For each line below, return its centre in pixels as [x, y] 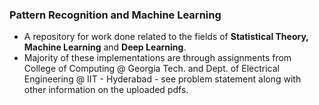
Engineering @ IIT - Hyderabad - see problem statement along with [162, 79]
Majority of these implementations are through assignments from [157, 58]
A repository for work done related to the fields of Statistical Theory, [166, 37]
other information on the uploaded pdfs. [106, 90]
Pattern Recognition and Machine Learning [115, 15]
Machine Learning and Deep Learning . [105, 47]
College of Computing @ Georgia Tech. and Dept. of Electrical [151, 69]
